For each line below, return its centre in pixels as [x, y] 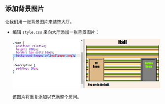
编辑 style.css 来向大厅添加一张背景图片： [56, 32]
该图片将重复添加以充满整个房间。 [47, 97]
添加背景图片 [25, 9]
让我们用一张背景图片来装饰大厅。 [40, 22]
